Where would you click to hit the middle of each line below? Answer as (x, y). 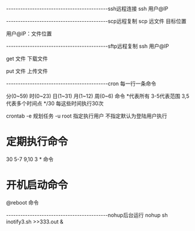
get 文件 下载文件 (27, 58)
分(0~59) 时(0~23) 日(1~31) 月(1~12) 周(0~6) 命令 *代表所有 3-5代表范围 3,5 (98, 96)
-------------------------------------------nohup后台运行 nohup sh (87, 215)
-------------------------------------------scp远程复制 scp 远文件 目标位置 (96, 21)
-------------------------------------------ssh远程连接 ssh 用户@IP (87, 9)
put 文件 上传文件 (27, 71)
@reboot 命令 (23, 202)
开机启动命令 (37, 185)
